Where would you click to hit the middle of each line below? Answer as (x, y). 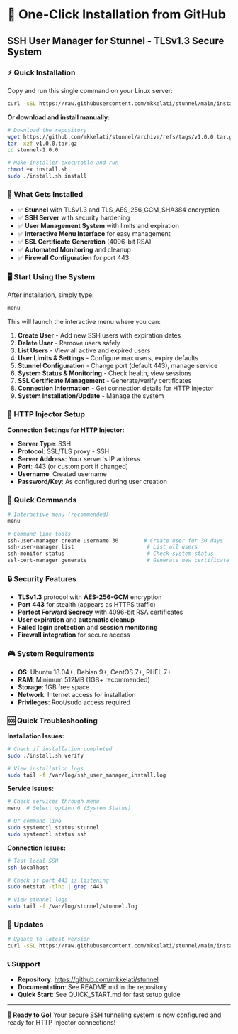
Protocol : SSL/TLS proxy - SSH (63, 451)
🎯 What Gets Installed (45, 194)
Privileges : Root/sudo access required (74, 702)
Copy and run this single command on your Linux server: (90, 90)
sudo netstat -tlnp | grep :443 (55, 887)
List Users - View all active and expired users (84, 350)
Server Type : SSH (44, 443)
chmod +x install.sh (38, 170)
